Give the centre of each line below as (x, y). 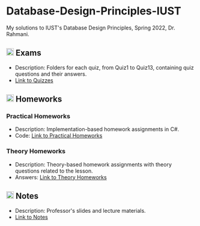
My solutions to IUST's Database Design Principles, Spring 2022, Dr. (91, 28)
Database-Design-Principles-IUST (94, 11)
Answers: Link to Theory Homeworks (61, 177)
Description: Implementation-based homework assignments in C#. (97, 129)
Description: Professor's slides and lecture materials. (80, 210)
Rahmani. (18, 34)
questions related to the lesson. (54, 171)
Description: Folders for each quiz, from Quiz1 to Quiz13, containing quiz (104, 67)
